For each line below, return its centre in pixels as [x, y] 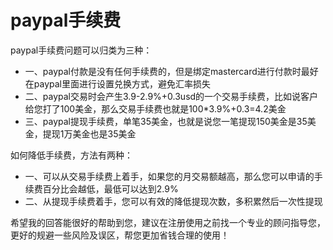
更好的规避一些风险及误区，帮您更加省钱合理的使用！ [120, 235]
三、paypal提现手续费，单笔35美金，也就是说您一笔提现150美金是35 [166, 121]
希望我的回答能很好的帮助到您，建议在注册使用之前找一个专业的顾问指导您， [168, 222]
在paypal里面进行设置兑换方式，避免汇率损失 [117, 83]
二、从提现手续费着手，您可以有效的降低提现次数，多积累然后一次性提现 [173, 201]
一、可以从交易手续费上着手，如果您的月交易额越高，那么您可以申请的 [169, 176]
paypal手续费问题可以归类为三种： [81, 50]
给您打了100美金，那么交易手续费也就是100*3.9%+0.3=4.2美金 [155, 108]
